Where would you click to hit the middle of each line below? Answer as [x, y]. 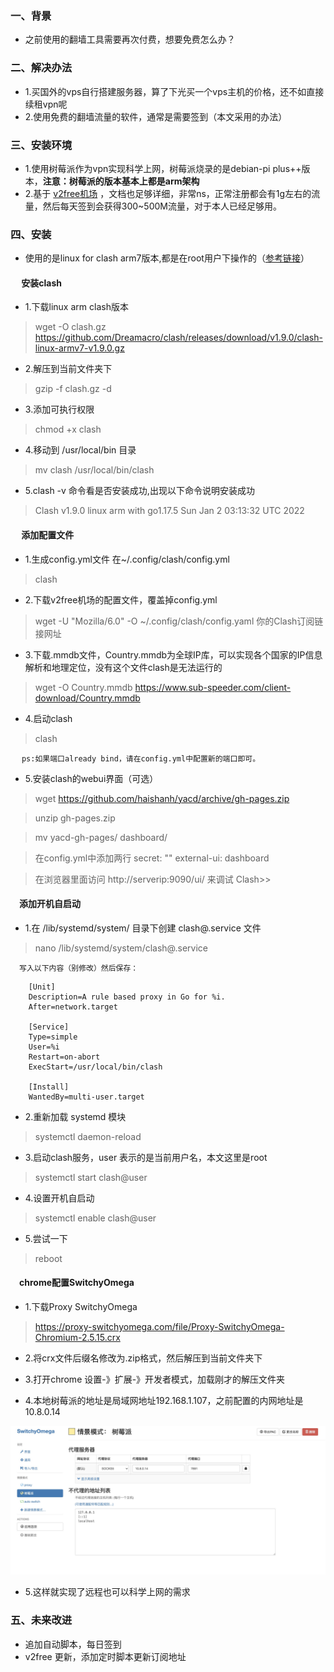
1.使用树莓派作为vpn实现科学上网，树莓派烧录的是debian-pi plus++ [163, 168]
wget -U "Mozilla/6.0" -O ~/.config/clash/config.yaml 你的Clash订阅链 [179, 621]
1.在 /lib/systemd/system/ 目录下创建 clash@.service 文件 [143, 928]
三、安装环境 [41, 145]
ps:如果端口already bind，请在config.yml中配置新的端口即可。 [141, 758]
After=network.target [73, 1007]
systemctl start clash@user [91, 1177]
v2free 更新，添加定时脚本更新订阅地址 [105, 1656]
